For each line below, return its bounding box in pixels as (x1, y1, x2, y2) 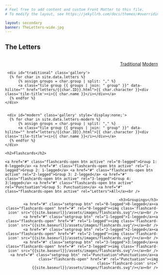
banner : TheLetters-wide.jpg (5, 25, 64, 30)
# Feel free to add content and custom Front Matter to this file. (5, 7, 145, 12)
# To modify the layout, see (5, 12, 64, 16)
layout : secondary (5, 20, 42, 25)
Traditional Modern (120, 61, 158, 67)
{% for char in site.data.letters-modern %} (9, 117, 101, 122)
